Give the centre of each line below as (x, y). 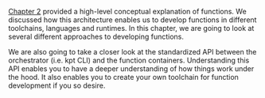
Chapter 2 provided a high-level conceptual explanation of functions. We (127, 11)
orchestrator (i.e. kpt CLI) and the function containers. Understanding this (129, 60)
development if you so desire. (57, 85)
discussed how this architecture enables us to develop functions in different (132, 20)
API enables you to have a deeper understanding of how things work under (131, 69)
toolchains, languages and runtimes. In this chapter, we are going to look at (131, 28)
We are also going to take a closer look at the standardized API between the (132, 52)
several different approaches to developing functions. (96, 36)
